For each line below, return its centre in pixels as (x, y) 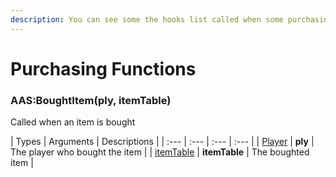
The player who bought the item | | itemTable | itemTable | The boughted (160, 152)
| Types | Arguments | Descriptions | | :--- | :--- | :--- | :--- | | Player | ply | (162, 142)
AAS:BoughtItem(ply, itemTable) (91, 100)
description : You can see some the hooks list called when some (147, 19)
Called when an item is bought (73, 122)
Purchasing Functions (103, 68)
